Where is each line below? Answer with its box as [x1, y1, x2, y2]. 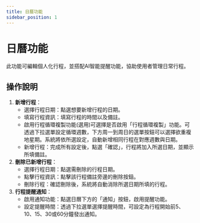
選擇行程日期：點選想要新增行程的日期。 [23, 106, 124, 113]
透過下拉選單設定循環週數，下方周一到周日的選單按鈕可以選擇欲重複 [23, 129, 192, 136]
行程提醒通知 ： [14, 188, 52, 196]
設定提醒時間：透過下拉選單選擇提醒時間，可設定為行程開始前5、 [23, 203, 184, 210]
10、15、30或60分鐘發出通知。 [23, 210, 100, 218]
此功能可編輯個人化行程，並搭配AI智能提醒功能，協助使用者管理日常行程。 [6, 63, 189, 70]
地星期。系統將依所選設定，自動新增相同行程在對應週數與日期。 [23, 136, 181, 143]
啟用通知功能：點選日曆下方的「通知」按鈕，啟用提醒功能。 [23, 196, 171, 203]
